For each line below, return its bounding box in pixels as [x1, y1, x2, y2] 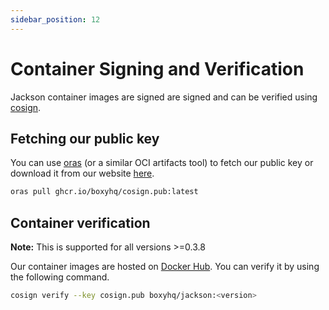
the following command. [10, 271, 110, 283]
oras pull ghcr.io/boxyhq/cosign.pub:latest [10, 187, 199, 197]
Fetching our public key [10, 130, 160, 147]
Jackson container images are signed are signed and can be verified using [10, 91, 318, 103]
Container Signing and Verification [10, 57, 305, 80]
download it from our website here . [10, 167, 155, 180]
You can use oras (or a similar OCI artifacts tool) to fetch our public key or [10, 157, 314, 169]
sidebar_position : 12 [10, 14, 101, 25]
